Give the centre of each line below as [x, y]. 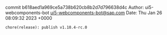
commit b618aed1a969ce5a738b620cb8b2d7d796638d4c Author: [75, 7]
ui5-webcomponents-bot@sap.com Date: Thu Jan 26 [106, 13]
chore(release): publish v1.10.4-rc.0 [46, 27]
